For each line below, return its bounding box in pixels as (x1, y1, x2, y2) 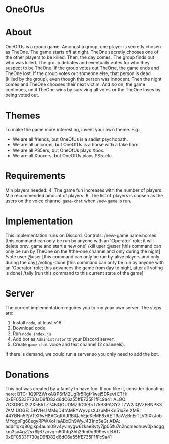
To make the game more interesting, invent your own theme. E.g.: (5, 127, 141, 133)
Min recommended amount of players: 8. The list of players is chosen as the (5, 193, 163, 198)
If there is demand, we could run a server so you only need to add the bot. (5, 351, 160, 357)
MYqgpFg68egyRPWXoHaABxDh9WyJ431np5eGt (5, 418, 108, 424)
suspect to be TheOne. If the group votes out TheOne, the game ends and (5, 65, 159, 71)
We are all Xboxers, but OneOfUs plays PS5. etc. (12, 153, 114, 159)
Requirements (5, 170, 66, 182)
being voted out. (5, 92, 39, 98)
